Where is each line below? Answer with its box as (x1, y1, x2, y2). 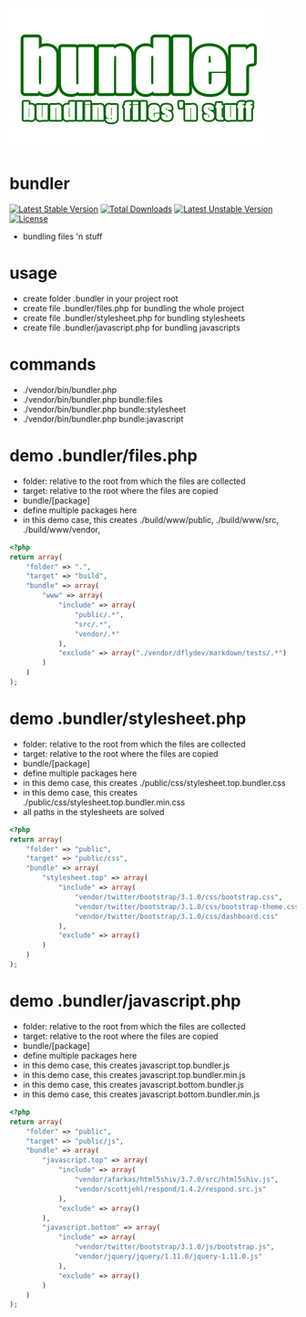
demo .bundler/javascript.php (9, 991, 241, 1011)
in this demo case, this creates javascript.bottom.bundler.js (22, 1079, 244, 1090)
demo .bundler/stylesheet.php (9, 708, 247, 729)
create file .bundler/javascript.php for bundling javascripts (22, 322, 241, 333)
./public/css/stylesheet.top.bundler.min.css (22, 797, 186, 808)
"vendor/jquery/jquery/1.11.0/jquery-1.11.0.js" (74, 1252, 262, 1261)
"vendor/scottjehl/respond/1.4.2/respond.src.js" (74, 1185, 267, 1194)
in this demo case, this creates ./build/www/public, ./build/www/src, (22, 514, 280, 525)
